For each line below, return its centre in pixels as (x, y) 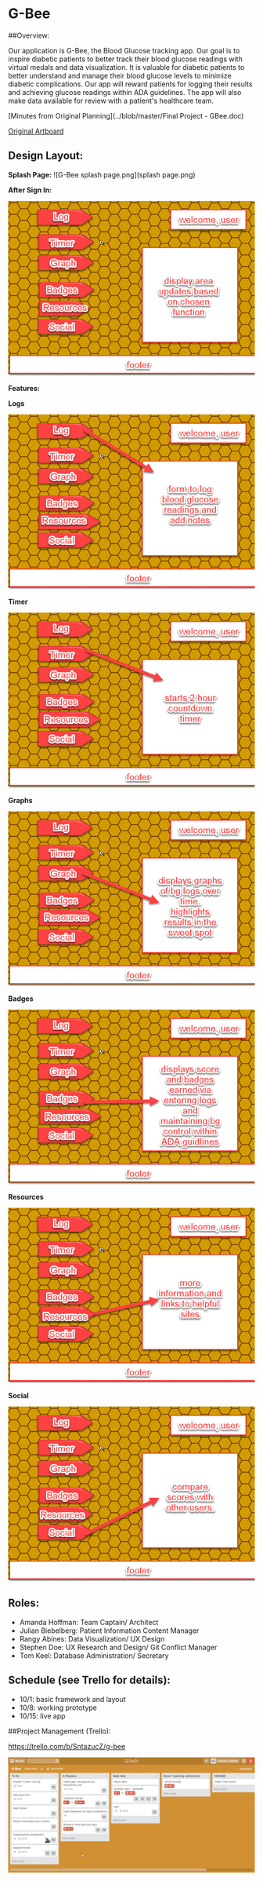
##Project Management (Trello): (59, 1731)
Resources (26, 1197)
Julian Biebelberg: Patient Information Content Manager (109, 1631)
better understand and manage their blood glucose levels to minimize (120, 75)
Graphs (20, 800)
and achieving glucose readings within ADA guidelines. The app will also (125, 92)
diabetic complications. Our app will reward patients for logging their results (130, 84)
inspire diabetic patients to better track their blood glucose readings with (125, 59)
